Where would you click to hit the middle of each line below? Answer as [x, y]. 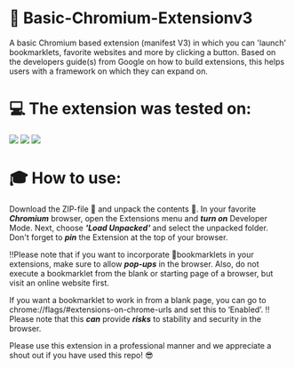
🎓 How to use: [65, 178]
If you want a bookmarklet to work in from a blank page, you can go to [138, 300]
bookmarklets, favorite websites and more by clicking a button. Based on [143, 52]
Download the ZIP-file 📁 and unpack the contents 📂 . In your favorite [133, 209]
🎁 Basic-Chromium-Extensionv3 [131, 18]
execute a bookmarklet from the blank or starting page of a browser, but [141, 273]
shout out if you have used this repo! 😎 [81, 355]
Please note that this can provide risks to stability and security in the [136, 318]
